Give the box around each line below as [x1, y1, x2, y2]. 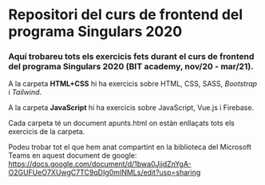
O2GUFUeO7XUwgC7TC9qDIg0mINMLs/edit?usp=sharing [8, 167, 201, 177]
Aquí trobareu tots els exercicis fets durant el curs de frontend [8, 51, 255, 62]
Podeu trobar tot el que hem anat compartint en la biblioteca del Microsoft [8, 142, 251, 152]
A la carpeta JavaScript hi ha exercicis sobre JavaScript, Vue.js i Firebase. [8, 103, 254, 112]
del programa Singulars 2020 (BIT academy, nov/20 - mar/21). [8, 61, 254, 73]
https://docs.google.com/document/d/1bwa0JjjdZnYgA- [8, 159, 192, 169]
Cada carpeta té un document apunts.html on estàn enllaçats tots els [8, 118, 235, 128]
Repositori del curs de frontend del [8, 6, 243, 24]
